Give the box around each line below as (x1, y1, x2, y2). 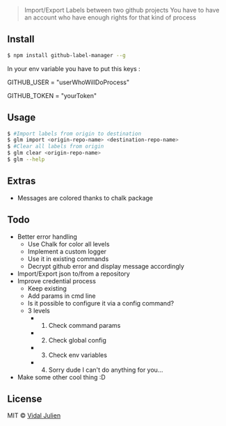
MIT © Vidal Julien (7, 411, 61, 420)
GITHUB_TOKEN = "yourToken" (7, 91, 97, 100)
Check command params (48, 321, 121, 329)
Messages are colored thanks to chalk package (17, 194, 153, 202)
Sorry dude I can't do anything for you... (48, 365, 163, 374)
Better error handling (17, 232, 78, 241)
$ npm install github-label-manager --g (7, 52, 127, 58)
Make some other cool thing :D (17, 372, 106, 381)
